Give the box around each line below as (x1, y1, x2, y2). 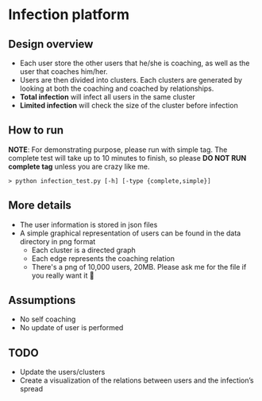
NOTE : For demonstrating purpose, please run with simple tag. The (8, 145, 228, 154)
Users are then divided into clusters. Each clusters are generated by (19, 76, 243, 84)
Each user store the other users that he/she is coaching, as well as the (19, 58, 250, 68)
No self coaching (19, 314, 76, 324)
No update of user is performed (19, 323, 124, 333)
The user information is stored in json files (19, 220, 158, 229)
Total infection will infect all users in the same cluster (19, 92, 196, 101)
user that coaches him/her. (19, 67, 109, 76)
